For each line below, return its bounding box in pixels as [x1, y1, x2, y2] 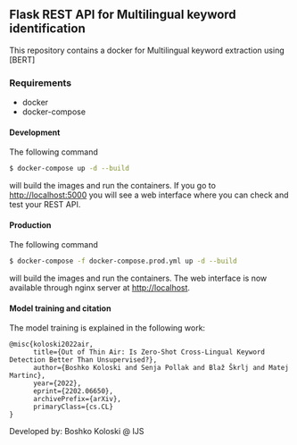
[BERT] [9, 54, 36, 65]
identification [9, 21, 87, 37]
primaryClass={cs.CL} [32, 402, 114, 412]
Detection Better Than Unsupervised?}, [9, 356, 158, 365]
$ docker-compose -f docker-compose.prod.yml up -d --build [9, 256, 238, 266]
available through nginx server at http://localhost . [9, 282, 190, 293]
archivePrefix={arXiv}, [32, 395, 122, 404]
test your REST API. [9, 199, 81, 210]
